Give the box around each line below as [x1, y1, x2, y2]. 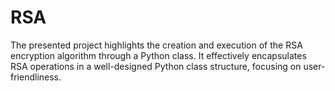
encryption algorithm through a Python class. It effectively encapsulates [10, 49, 307, 61]
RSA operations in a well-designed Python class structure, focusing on [10, 60, 302, 72]
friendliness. [10, 71, 62, 83]
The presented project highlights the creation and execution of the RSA [10, 39, 303, 51]
